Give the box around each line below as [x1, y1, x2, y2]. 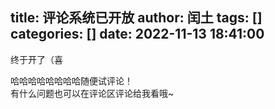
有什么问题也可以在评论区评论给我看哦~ [10, 87, 175, 99]
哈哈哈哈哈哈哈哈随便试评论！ [10, 74, 133, 87]
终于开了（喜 [10, 53, 63, 65]
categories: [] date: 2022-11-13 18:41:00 [10, 26, 265, 43]
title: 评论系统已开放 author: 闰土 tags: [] [10, 9, 263, 27]
